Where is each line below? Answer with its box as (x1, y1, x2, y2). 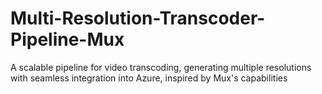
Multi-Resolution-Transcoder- (10, 7, 266, 30)
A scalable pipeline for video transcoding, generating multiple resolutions (10, 61, 312, 73)
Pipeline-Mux (10, 28, 125, 51)
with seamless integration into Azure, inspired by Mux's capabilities (10, 72, 288, 84)
